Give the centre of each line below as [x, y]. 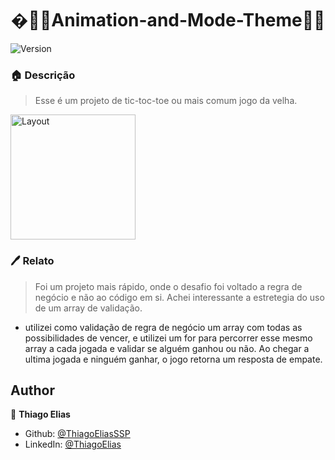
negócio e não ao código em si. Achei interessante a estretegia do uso [179, 297]
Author [32, 390]
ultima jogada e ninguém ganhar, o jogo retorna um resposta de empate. [173, 359]
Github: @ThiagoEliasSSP [77, 434]
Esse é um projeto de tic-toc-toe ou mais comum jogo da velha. [166, 101]
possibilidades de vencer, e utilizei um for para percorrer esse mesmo [168, 338]
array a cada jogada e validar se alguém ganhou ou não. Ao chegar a [167, 348]
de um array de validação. [88, 308]
